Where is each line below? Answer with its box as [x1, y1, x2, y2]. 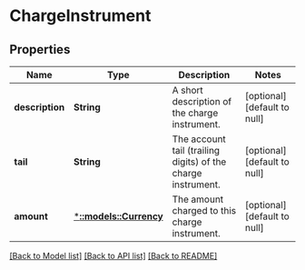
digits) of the [172, 155, 227, 168]
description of [172, 95, 232, 107]
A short [172, 84, 204, 96]
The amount [172, 193, 224, 205]
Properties [9, 42, 71, 57]
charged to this [172, 205, 237, 216]
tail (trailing [172, 145, 221, 156]
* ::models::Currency [73, 210, 163, 223]
